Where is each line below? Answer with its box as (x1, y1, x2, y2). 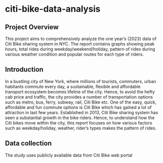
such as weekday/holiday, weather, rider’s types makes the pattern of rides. (5, 125, 157, 131)
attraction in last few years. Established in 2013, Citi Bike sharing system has (5, 109, 158, 115)
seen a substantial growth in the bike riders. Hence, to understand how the (5, 115, 155, 121)
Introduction (5, 65, 44, 74)
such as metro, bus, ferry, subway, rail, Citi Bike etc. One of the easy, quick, (5, 99, 157, 105)
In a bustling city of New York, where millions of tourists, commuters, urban (5, 78, 157, 84)
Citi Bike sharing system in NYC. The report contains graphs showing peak (5, 41, 155, 47)
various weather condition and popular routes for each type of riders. (5, 51, 144, 57)
